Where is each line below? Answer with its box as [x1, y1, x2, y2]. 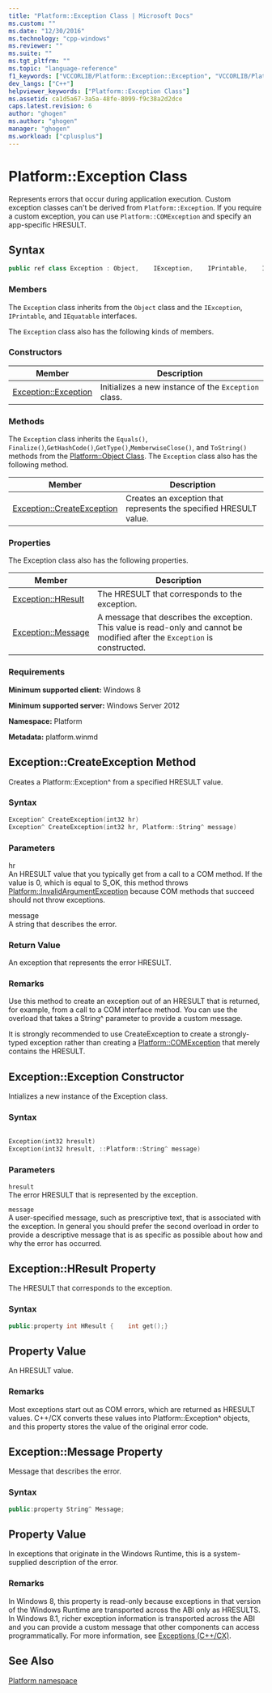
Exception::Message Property [8, 1445, 164, 1458]
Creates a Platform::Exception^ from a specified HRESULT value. [8, 776, 223, 786]
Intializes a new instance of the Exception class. [8, 1091, 168, 1101]
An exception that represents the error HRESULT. [8, 958, 172, 968]
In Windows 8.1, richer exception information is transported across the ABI [8, 1613, 255, 1623]
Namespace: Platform [8, 716, 83, 725]
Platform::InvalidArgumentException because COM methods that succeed [8, 886, 255, 895]
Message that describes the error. [8, 1466, 121, 1476]
